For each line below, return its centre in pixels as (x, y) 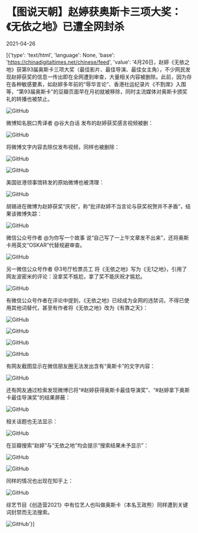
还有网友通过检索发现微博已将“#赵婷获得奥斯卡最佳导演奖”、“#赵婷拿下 (93, 390)
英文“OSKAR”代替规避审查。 (51, 245)
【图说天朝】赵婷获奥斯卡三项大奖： (94, 12)
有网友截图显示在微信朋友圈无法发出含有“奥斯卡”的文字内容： (81, 366)
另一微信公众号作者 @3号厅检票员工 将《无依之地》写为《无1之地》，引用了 (97, 269)
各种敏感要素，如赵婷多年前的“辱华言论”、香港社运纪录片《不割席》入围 (99, 84)
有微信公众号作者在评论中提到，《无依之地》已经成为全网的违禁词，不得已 (95, 300)
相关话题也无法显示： (32, 421)
